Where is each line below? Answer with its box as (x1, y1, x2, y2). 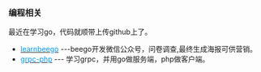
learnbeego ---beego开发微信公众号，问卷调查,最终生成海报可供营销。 (19, 44, 258, 54)
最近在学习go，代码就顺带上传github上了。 (8, 27, 152, 37)
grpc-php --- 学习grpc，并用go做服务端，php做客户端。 (19, 54, 210, 64)
